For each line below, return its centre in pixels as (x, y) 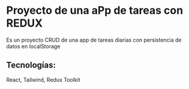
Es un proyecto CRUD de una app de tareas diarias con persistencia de (94, 40)
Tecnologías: (31, 65)
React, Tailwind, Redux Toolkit (43, 79)
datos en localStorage (33, 46)
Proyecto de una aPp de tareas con (95, 11)
